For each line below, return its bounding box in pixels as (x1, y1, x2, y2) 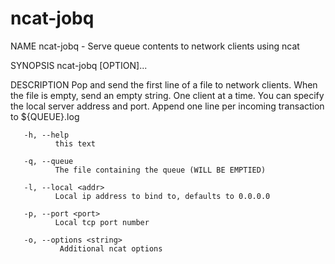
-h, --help (23, 130, 70, 140)
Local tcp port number (54, 217, 150, 227)
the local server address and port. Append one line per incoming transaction (10, 100, 325, 112)
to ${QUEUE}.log (10, 110, 80, 122)
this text (54, 138, 97, 149)
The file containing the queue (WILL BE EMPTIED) (54, 165, 267, 175)
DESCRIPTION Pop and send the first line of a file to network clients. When (10, 78, 318, 91)
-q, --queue (23, 156, 74, 166)
